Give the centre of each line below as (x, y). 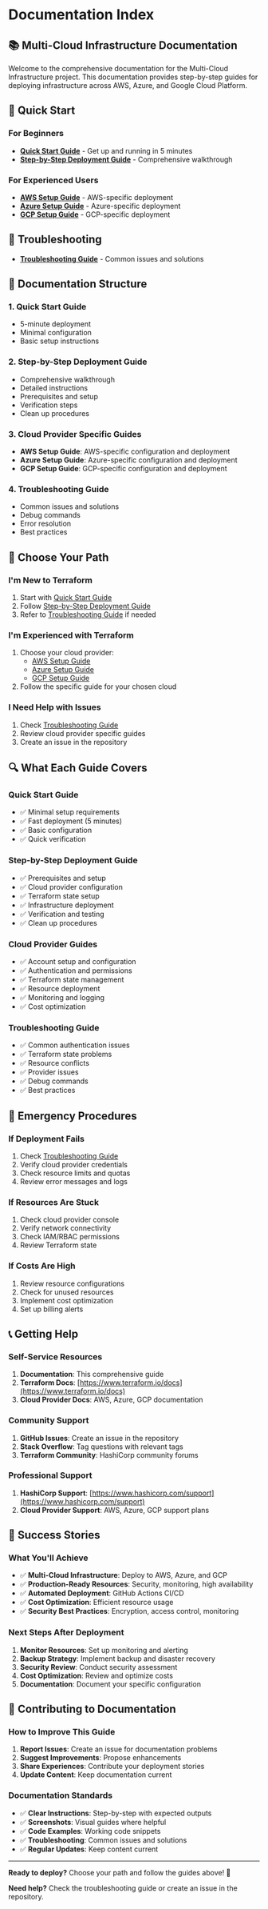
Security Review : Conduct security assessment (99, 1667)
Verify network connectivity (65, 1228)
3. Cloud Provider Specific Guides (75, 434)
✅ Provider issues (49, 1072)
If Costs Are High (42, 1266)
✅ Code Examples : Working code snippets (90, 1831)
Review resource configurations (72, 1283)
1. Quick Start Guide (47, 307)
